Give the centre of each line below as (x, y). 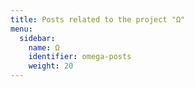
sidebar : (37, 38)
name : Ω (44, 47)
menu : (21, 29)
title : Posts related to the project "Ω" (98, 19)
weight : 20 (51, 66)
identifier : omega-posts (80, 57)
